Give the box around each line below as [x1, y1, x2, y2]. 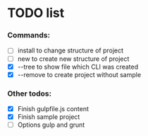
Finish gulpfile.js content [17, 105, 90, 113]
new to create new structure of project [17, 55, 130, 63]
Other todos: [7, 89, 51, 98]
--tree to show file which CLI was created [17, 62, 139, 71]
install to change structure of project [17, 46, 124, 55]
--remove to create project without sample [17, 70, 142, 79]
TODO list [7, 5, 65, 21]
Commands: [7, 30, 51, 40]
